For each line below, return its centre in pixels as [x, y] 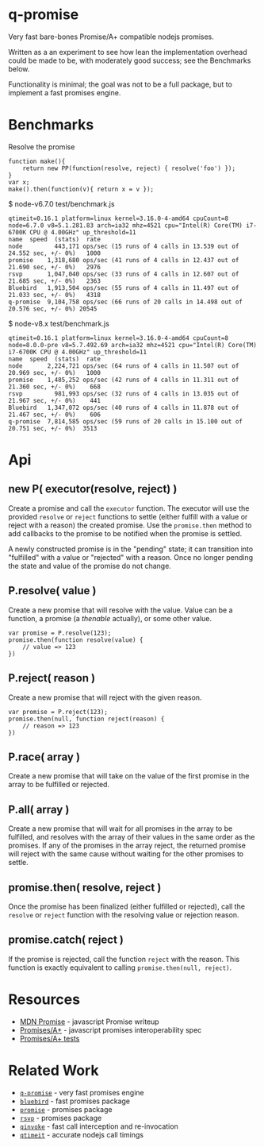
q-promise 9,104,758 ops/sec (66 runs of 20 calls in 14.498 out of [126, 302]
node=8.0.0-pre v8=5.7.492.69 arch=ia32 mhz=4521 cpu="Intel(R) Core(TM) [133, 345]
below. [19, 68]
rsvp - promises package [61, 1118]
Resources [44, 999]
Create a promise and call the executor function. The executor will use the [129, 508]
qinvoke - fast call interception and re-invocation [99, 1126]
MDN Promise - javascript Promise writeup [90, 1021]
